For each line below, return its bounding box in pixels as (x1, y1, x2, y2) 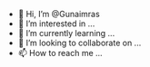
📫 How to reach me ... (17, 48, 103, 58)
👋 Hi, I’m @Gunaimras (17, 9, 100, 19)
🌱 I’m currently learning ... (17, 28, 115, 38)
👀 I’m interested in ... (17, 18, 95, 29)
